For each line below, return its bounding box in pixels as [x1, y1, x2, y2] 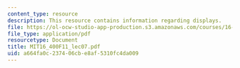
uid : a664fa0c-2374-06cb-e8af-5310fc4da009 [7, 50, 139, 57]
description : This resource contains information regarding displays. [7, 17, 222, 24]
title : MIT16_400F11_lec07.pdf [7, 43, 101, 50]
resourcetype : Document [7, 37, 79, 44]
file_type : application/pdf [7, 30, 91, 38]
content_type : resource [7, 10, 79, 18]
